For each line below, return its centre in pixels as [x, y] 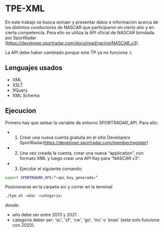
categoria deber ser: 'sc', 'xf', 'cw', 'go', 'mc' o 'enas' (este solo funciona [86, 220]
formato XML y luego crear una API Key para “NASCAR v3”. [80, 158]
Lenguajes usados [34, 68]
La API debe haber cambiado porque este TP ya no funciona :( [68, 52]
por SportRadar [21, 38]
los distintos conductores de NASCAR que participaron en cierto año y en [80, 27]
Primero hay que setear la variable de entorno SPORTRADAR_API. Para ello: [82, 123]
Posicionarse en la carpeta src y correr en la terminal [59, 187]
